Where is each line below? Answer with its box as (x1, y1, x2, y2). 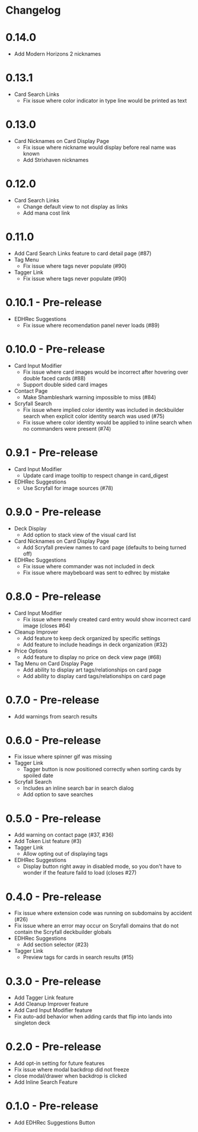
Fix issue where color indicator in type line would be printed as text (23, 97, 187, 104)
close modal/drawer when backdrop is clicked (14, 1072, 127, 1080)
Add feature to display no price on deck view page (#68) (23, 653, 162, 660)
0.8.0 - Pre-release (5, 590, 101, 603)
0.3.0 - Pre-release (5, 974, 101, 988)
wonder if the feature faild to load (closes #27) (23, 869, 137, 876)
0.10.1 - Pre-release (5, 296, 102, 309)
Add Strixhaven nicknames (23, 157, 89, 163)
